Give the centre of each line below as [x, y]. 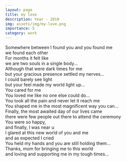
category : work [21, 33]
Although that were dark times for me [44, 69]
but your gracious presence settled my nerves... [55, 74]
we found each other [27, 53]
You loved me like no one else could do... [48, 95]
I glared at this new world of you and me [47, 133]
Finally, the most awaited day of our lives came [54, 111]
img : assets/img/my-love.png [36, 24]
